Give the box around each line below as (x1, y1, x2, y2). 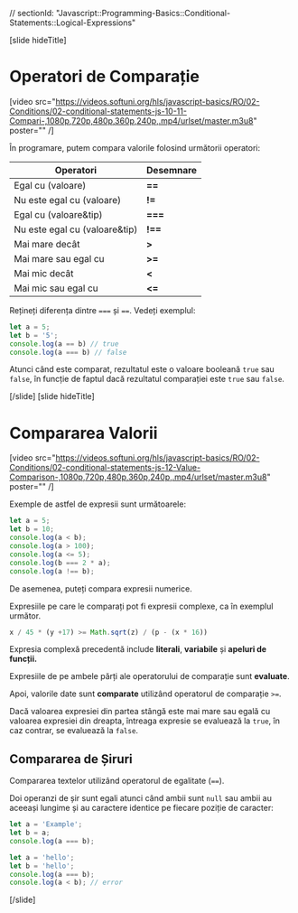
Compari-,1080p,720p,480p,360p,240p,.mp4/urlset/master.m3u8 (9, 115, 254, 126)
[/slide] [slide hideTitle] (9, 391, 95, 402)
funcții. (9, 654, 38, 665)
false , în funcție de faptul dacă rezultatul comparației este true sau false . (9, 374, 284, 385)
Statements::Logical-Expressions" (9, 17, 136, 28)
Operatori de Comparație (9, 67, 200, 87)
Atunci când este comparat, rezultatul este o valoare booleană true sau (9, 364, 275, 375)
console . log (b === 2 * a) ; (9, 558, 111, 567)
